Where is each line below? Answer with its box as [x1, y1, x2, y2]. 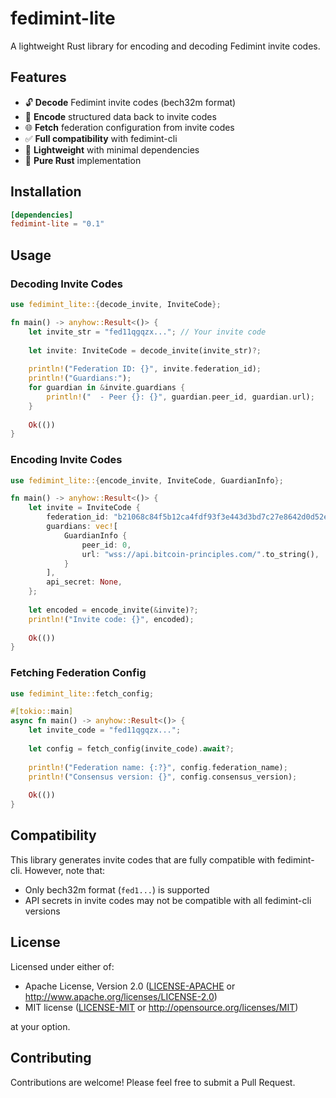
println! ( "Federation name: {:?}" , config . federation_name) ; [28, 762, 288, 772]
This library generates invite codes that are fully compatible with [10, 853, 276, 866]
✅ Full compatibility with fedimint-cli [24, 132, 178, 144]
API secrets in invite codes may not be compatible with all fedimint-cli [24, 894, 312, 906]
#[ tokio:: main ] [10, 707, 74, 717]
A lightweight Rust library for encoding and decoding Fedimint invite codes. [10, 40, 321, 52]
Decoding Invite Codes [10, 277, 123, 291]
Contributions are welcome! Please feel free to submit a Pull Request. [10, 1076, 296, 1088]
